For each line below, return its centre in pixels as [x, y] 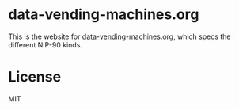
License [35, 77]
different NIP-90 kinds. [46, 44]
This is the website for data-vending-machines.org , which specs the [119, 36]
